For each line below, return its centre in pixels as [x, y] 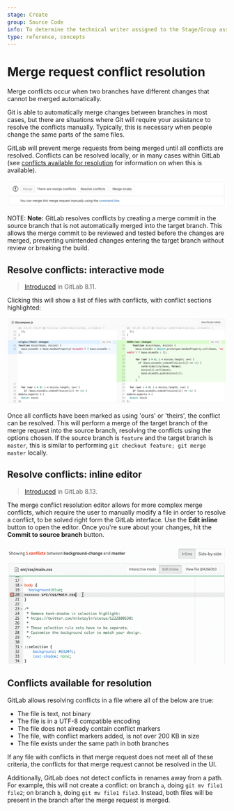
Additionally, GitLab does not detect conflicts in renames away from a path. [115, 778]
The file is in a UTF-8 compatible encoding [79, 721]
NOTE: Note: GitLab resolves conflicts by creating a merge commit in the [112, 218]
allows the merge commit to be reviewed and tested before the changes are [116, 233]
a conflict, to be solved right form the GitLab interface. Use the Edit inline [112, 520]
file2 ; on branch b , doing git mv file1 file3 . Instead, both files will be [110, 792]
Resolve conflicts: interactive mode [86, 270]
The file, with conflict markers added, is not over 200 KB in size [108, 736]
